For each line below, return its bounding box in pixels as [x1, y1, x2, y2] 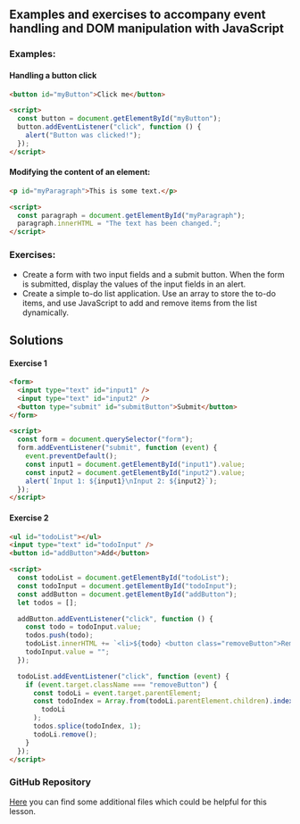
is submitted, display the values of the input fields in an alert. [21, 279, 246, 289]
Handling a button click [9, 70, 97, 80]
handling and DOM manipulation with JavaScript [9, 21, 284, 37]
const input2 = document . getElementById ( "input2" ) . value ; [25, 468, 246, 477]
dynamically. [21, 307, 70, 318]
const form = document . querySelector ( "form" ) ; [17, 435, 194, 445]
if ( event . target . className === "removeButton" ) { [25, 680, 218, 689]
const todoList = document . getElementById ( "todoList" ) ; [17, 573, 229, 583]
